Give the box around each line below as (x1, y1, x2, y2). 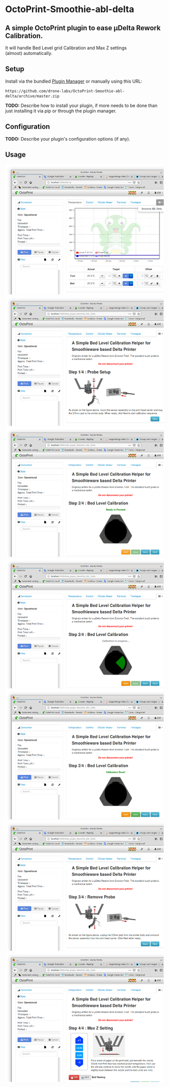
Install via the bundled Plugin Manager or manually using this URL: (5, 78, 142, 84)
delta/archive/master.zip (5, 93, 59, 99)
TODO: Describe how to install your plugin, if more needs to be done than (5, 102, 157, 108)
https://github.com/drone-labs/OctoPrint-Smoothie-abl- (5, 88, 125, 94)
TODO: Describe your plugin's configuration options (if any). (5, 136, 131, 142)
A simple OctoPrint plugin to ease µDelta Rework (5, 24, 161, 32)
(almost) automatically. (5, 50, 53, 56)
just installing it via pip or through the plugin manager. (5, 107, 117, 114)
